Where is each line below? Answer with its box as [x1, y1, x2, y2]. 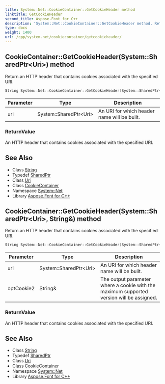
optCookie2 [7, 285, 35, 292]
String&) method [49, 215, 102, 223]
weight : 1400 [5, 30, 32, 35]
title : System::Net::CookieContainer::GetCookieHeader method [5, 7, 135, 12]
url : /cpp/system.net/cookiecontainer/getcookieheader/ [5, 35, 122, 40]
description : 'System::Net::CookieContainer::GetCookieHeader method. [5, 21, 153, 26]
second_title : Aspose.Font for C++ [5, 16, 78, 21]
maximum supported [100, 288, 148, 295]
